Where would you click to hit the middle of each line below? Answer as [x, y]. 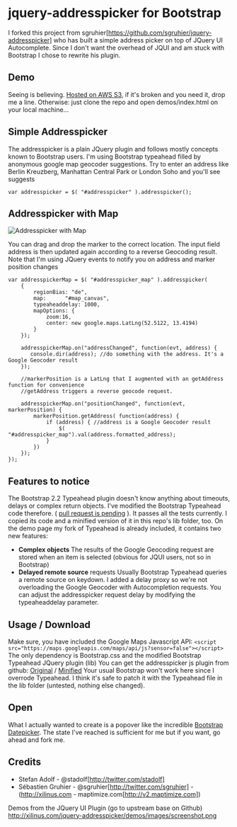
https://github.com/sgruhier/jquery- [160, 33]
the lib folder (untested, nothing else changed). [77, 685]
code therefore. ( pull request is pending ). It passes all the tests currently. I [117, 513]
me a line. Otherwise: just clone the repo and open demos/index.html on [113, 102]
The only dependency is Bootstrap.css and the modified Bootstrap [105, 655]
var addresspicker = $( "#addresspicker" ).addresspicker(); [100, 192]
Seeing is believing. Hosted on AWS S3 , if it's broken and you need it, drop [117, 94]
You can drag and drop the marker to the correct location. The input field [114, 244]
